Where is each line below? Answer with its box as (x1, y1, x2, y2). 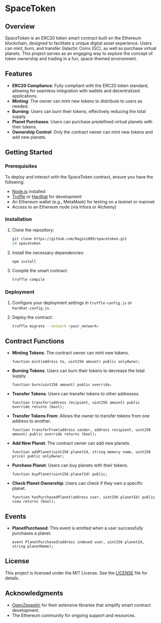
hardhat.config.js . (12, 305, 51, 311)
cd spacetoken (12, 241, 41, 246)
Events (5, 512, 27, 521)
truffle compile (12, 277, 45, 282)
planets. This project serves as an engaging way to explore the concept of (5, 50, 153, 56)
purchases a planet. (12, 530, 52, 536)
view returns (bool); (12, 499, 56, 504)
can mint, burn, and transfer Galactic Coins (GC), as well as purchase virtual (5, 46, 157, 51)
